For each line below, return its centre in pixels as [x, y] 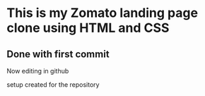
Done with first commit [58, 54]
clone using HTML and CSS [88, 28]
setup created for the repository [53, 85]
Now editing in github [38, 71]
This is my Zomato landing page [102, 13]
